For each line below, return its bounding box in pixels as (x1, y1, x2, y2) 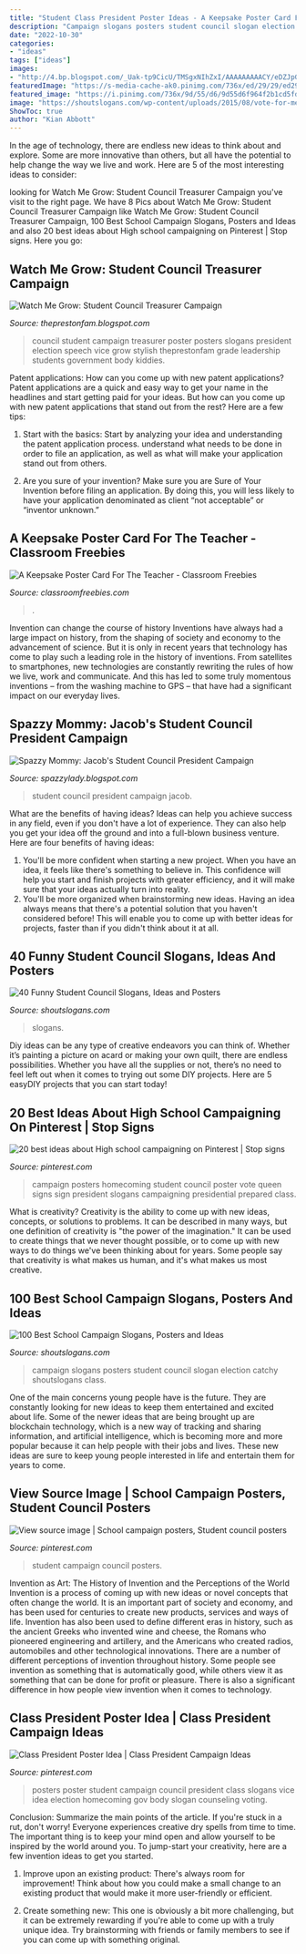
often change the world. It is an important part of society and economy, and (9, 1597, 293, 1608)
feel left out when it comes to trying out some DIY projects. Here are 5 (9, 1069, 272, 1080)
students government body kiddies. (31, 355, 166, 365)
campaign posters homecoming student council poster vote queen (31, 1179, 282, 1190)
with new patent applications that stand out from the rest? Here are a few (9, 401, 284, 412)
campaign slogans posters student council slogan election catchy (31, 1364, 279, 1375)
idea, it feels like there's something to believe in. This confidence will (22, 864, 281, 875)
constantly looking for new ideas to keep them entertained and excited (9, 1402, 275, 1413)
